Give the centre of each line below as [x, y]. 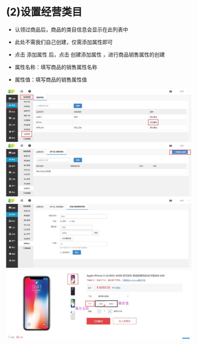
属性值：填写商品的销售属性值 [51, 79]
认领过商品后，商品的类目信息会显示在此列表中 [71, 29]
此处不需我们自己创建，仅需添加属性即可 [64, 42]
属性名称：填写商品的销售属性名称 [56, 67]
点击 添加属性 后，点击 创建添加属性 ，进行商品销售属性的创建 [90, 54]
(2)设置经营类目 [44, 12]
